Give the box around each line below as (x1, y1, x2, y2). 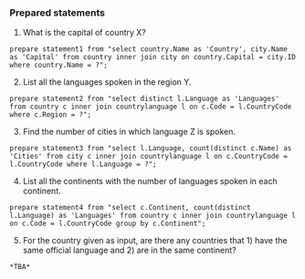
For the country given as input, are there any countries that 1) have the (22, 235, 288, 246)
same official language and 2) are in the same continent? (22, 244, 237, 256)
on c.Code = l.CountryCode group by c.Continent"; (9, 219, 206, 229)
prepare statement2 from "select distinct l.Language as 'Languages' (9, 94, 280, 104)
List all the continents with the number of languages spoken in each (22, 176, 278, 187)
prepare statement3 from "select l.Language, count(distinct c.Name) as (9, 144, 292, 153)
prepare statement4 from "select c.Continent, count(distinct (9, 203, 251, 212)
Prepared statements (9, 6, 105, 19)
